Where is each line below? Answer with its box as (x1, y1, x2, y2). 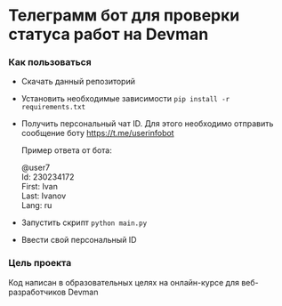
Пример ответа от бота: (20, 145, 113, 156)
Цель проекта (8, 257, 72, 270)
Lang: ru (20, 200, 52, 211)
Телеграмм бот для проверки (8, 5, 240, 26)
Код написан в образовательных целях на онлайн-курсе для (8, 277, 239, 287)
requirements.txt (20, 103, 86, 112)
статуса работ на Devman (8, 24, 209, 44)
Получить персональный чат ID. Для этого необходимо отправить (20, 118, 274, 129)
